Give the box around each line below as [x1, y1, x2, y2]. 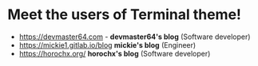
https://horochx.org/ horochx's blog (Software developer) [18, 49, 211, 58]
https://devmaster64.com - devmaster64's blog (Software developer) [18, 32, 251, 41]
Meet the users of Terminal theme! [7, 6, 241, 24]
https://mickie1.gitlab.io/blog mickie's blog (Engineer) [18, 40, 196, 49]
